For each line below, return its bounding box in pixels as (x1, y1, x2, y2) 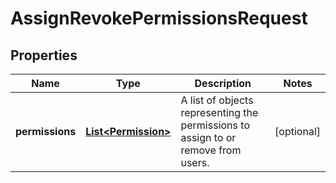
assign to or (180, 131, 237, 144)
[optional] (274, 125, 321, 138)
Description (194, 77, 252, 90)
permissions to (180, 118, 250, 132)
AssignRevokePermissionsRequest (10, 7, 308, 30)
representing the (180, 106, 259, 119)
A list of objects (180, 93, 254, 107)
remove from (180, 143, 242, 157)
